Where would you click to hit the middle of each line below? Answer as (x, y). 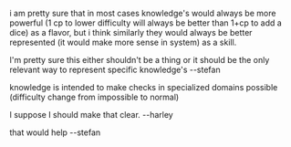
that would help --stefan (55, 132)
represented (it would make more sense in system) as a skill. (123, 42)
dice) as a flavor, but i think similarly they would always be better (131, 32)
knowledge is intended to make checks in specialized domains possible (144, 87)
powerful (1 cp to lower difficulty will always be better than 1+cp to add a (146, 23)
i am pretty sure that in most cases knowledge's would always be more (143, 13)
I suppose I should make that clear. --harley (91, 115)
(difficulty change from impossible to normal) (94, 97)
